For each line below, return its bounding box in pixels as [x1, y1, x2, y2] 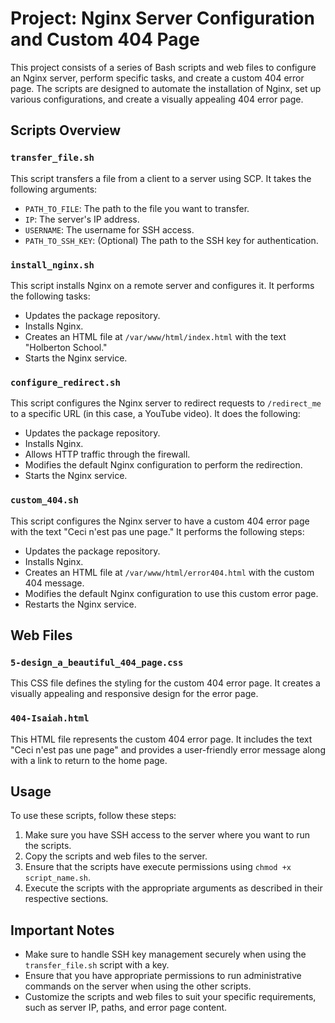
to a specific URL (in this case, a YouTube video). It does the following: [10, 408, 301, 420]
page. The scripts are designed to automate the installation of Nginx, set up [10, 82, 322, 94]
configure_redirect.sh [10, 377, 121, 388]
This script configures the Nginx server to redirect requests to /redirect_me [10, 397, 322, 409]
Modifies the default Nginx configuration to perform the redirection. [24, 459, 303, 471]
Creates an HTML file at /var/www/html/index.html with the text [24, 330, 287, 342]
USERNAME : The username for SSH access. [24, 223, 195, 236]
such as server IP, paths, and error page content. [24, 1002, 228, 1014]
